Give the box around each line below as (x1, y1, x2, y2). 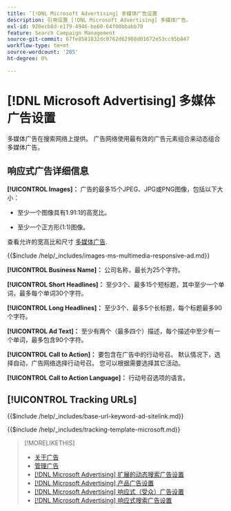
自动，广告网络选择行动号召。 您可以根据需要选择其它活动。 (12, 358, 184, 367)
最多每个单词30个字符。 (19, 289, 88, 297)
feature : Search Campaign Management (7, 29, 116, 37)
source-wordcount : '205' (7, 49, 79, 56)
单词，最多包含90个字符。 (12, 336, 88, 344)
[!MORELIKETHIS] (23, 439, 75, 447)
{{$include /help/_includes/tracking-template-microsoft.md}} (7, 425, 181, 434)
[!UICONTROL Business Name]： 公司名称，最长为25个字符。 (7, 265, 185, 273)
